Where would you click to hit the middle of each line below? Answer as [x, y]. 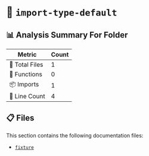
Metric [27, 54]
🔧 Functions [26, 74]
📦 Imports [24, 84]
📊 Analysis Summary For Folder [67, 35]
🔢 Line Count [27, 96]
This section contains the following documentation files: [75, 135]
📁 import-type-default [62, 12]
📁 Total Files [26, 65]
